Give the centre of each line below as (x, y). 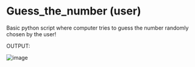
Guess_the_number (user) (74, 11)
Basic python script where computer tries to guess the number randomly (97, 28)
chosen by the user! (31, 34)
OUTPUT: (18, 46)
